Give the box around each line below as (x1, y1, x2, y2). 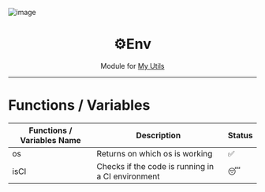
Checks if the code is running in (96, 160, 215, 171)
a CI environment (96, 171, 160, 182)
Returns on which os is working (96, 148, 213, 159)
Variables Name (20, 134, 81, 145)
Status (227, 130, 253, 141)
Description (136, 130, 181, 141)
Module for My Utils (100, 61, 165, 70)
